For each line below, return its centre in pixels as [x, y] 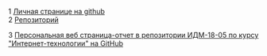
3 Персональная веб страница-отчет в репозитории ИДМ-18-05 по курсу [133, 35]
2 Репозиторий [34, 20]
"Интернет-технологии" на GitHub [66, 43]
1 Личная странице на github [57, 11]
